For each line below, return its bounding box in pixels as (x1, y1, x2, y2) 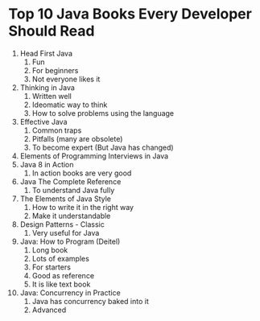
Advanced (31, 305, 67, 315)
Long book (31, 245, 68, 254)
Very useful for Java (31, 228, 100, 237)
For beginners (31, 65, 79, 75)
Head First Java (19, 48, 73, 58)
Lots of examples (31, 253, 90, 263)
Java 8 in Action (19, 159, 74, 169)
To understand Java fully (31, 185, 115, 195)
